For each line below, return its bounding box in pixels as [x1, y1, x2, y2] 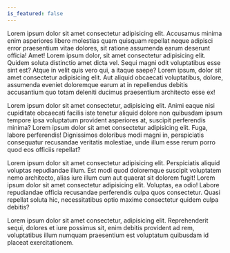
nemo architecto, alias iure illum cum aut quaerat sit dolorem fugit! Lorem [7, 174, 215, 182]
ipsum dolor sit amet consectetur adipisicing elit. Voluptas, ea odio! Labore [7, 180, 220, 189]
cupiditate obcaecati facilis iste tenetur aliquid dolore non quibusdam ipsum [7, 109, 223, 117]
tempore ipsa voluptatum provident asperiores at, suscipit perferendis [7, 115, 206, 124]
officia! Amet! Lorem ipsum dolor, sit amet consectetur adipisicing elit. [7, 51, 206, 59]
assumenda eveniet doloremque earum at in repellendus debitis [7, 80, 189, 88]
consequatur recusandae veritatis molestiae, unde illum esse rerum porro [7, 138, 216, 146]
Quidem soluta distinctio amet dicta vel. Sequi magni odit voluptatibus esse [7, 58, 221, 66]
